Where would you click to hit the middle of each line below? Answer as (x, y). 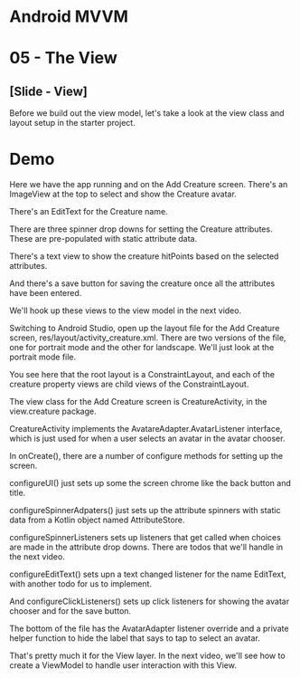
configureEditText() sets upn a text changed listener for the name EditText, (148, 574)
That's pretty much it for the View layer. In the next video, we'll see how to (148, 656)
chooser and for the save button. (70, 611)
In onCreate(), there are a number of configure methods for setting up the (146, 456)
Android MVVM (69, 17)
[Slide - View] (48, 91)
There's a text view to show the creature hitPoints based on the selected (144, 256)
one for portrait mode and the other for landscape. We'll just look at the (142, 348)
